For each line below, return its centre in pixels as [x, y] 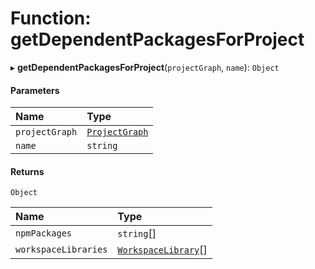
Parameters [35, 90]
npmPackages [44, 233]
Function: [51, 18]
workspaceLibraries [61, 250]
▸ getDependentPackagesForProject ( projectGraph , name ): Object [145, 67]
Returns [27, 171]
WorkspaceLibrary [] [162, 250]
